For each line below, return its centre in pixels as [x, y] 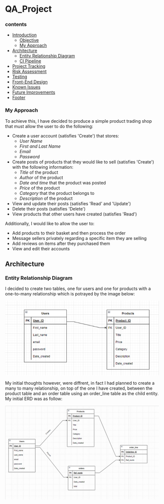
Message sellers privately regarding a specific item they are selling [79, 238]
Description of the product [46, 198]
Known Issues [26, 87]
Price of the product [40, 188]
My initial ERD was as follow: [34, 398]
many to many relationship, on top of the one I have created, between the [79, 388]
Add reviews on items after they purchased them [61, 243]
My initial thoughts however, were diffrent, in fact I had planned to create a [80, 383]
